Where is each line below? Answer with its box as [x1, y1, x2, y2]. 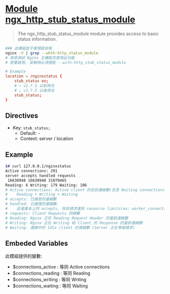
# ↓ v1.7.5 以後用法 [14, 88, 55, 93]
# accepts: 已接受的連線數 [5, 197, 57, 202]
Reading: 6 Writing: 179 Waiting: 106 [5, 182, 87, 188]
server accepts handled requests [5, 173, 76, 178]
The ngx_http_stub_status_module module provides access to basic [17, 30, 159, 36]
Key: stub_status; [12, 125, 51, 131]
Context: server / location [20, 135, 73, 142]
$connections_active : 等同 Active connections [12, 264, 110, 270]
